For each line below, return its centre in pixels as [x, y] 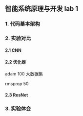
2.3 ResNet [17, 95]
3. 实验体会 [18, 108]
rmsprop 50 [17, 84]
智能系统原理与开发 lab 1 [42, 9]
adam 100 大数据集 [24, 74]
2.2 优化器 [15, 62]
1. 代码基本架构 [23, 24]
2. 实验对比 [18, 38]
